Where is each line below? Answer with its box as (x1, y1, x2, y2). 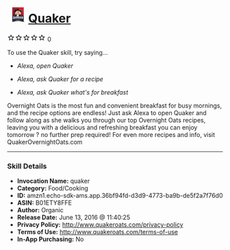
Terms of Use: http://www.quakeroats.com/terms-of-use (16, 228, 179, 236)
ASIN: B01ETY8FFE (16, 199, 72, 207)
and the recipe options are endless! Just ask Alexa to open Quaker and (7, 108, 207, 116)
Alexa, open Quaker (16, 62, 74, 70)
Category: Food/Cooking (16, 184, 89, 192)
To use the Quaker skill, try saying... (7, 48, 108, 56)
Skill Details (7, 161, 47, 171)
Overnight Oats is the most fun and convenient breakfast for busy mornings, (7, 101, 222, 110)
